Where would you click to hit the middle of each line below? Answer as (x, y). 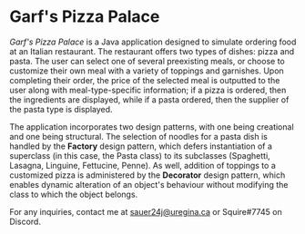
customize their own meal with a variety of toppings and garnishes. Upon (147, 71)
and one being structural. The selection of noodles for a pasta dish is (139, 136)
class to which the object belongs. (74, 194)
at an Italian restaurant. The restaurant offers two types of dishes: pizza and (152, 51)
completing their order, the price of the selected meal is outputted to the (145, 80)
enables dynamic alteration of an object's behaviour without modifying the (149, 184)
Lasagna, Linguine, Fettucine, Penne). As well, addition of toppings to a (142, 165)
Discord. (25, 221)
